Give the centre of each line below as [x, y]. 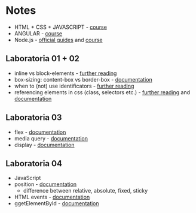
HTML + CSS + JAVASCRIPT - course [60, 27]
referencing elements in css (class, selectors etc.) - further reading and [102, 92]
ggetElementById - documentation [56, 203]
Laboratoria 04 [34, 163]
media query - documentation [51, 138]
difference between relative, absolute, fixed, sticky [85, 191]
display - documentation [45, 145]
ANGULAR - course [38, 33]
